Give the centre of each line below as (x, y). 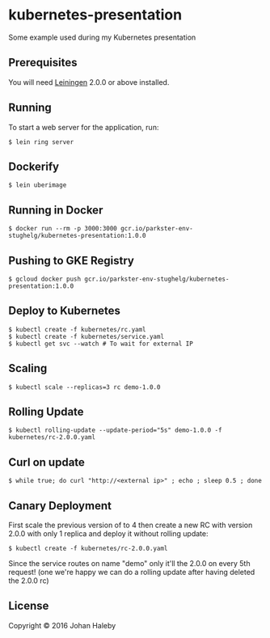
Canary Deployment (60, 506)
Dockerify (34, 166)
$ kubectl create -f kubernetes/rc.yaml (78, 329)
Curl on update (46, 462)
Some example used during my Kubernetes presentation (102, 37)
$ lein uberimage (38, 185)
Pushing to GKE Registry (72, 260)
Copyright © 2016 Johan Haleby (62, 625)
